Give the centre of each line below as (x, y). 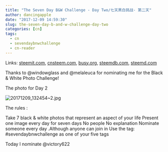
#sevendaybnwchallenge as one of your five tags (57, 134)
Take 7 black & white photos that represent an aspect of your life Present (82, 118)
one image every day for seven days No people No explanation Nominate (82, 123)
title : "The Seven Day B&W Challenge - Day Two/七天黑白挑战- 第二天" (78, 10)
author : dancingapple (28, 15)
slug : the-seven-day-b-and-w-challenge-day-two (57, 24)
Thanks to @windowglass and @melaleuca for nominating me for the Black (84, 73)
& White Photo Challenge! (32, 78)
